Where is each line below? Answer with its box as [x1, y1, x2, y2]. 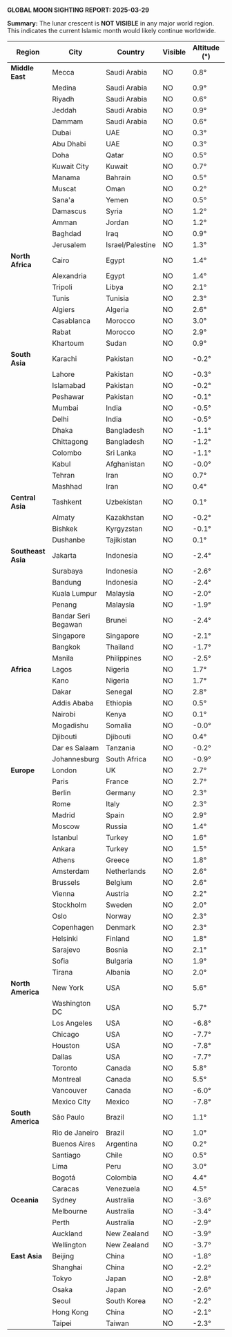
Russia [106, 821, 128, 831]
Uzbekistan [106, 497, 143, 507]
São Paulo [51, 1113, 85, 1122]
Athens [51, 855, 75, 865]
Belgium [106, 878, 133, 887]
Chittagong [51, 437, 88, 446]
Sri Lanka [106, 448, 137, 458]
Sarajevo [51, 945, 81, 955]
